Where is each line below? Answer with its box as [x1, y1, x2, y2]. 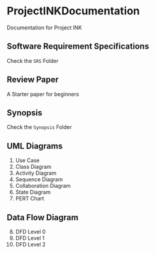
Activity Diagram [15, 169, 57, 177]
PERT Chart [15, 195, 44, 202]
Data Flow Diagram [7, 212, 79, 222]
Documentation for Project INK [7, 24, 82, 31]
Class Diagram [15, 163, 52, 170]
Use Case [15, 157, 40, 164]
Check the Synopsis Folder [7, 124, 72, 131]
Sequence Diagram [15, 176, 63, 183]
